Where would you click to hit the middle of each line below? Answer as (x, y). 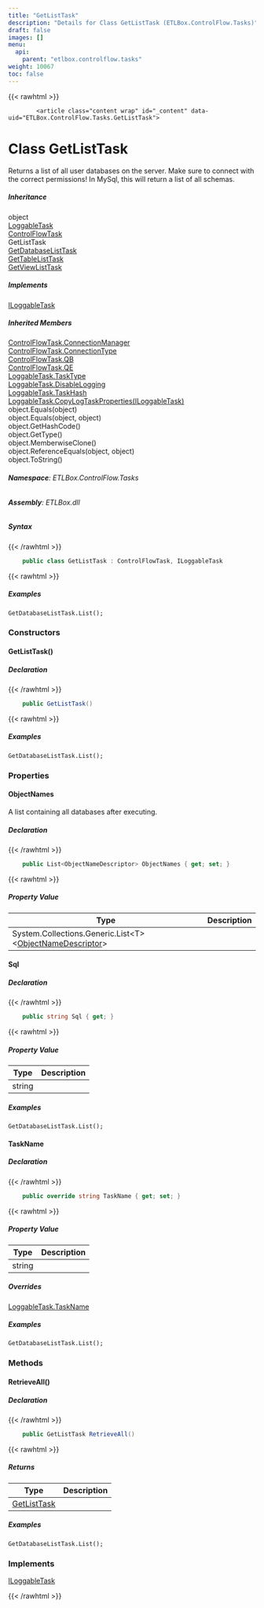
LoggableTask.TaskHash (48, 393)
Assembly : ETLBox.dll (44, 502)
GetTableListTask (36, 259)
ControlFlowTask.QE (41, 368)
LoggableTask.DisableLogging (57, 384)
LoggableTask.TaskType (47, 376)
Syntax (20, 527)
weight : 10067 (31, 67)
